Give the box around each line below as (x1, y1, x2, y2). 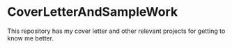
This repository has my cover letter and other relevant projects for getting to (7, 27, 226, 35)
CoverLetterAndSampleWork (7, 4, 178, 20)
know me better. (7, 34, 54, 42)
